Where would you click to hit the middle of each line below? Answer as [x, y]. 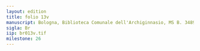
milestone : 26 [24, 39]
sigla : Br [18, 28]
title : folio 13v [28, 17]
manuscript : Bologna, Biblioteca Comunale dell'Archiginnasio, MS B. [94, 22]
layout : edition [26, 11]
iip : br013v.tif [26, 33]
